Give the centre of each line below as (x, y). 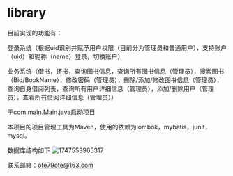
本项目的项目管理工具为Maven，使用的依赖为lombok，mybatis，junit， (109, 127)
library (27, 13)
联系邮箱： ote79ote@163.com (51, 165)
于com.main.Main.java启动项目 (51, 112)
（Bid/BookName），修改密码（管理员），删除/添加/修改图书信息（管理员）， (115, 80)
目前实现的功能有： (35, 33)
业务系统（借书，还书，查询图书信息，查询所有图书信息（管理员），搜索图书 (116, 71)
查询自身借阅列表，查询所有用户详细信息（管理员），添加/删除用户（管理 (111, 88)
